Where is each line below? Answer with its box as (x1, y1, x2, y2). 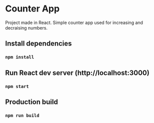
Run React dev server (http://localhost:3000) (5, 68, 150, 77)
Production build (5, 97, 58, 106)
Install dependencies (5, 39, 72, 48)
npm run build (5, 112, 39, 118)
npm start (5, 83, 29, 89)
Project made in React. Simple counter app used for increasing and (5, 19, 143, 25)
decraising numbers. (5, 24, 48, 30)
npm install (5, 54, 34, 60)
